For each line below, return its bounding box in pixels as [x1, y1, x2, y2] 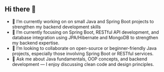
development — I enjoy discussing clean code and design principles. [12, 61, 154, 67]
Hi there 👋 [5, 5, 36, 14]
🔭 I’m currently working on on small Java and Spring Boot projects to [12, 18, 154, 24]
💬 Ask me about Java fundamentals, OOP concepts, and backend [12, 56, 147, 62]
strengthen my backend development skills [12, 24, 101, 30]
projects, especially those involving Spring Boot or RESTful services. [12, 50, 154, 56]
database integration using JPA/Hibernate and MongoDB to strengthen [12, 34, 158, 40]
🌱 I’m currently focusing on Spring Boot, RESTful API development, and [12, 29, 159, 35]
